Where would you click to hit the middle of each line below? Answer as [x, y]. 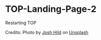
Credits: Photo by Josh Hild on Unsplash [47, 32]
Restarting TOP [21, 23]
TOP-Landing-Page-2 [51, 9]
